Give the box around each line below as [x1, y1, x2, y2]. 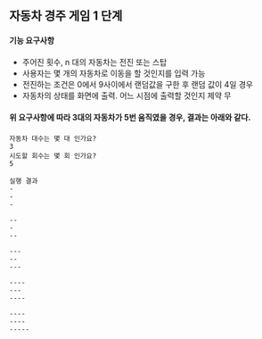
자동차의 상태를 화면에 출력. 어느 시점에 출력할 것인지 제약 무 [21, 90, 232, 101]
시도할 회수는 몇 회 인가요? [9, 151, 97, 161]
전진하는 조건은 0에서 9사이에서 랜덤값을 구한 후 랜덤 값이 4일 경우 [21, 79, 254, 89]
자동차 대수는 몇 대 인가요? [9, 134, 97, 143]
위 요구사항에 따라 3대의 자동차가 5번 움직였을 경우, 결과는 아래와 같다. [9, 112, 251, 123]
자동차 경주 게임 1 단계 [9, 8, 123, 24]
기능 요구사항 [9, 35, 55, 45]
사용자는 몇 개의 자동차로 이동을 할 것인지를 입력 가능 [21, 68, 206, 79]
